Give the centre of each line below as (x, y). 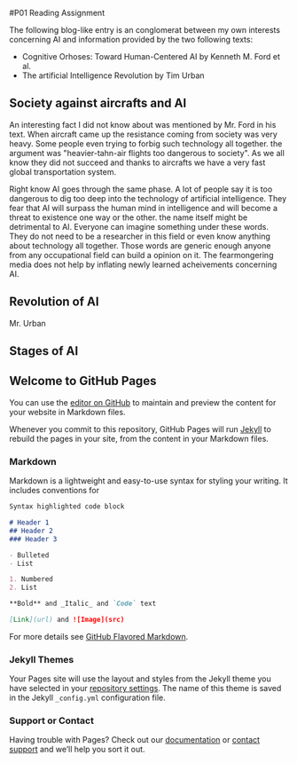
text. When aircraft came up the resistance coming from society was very (143, 134)
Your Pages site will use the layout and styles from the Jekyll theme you (141, 679)
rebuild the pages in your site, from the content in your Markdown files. (139, 438)
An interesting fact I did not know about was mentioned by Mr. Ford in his (143, 124)
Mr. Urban (27, 323)
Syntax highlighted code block (67, 507)
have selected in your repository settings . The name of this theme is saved (145, 688)
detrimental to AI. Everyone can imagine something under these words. (139, 226)
